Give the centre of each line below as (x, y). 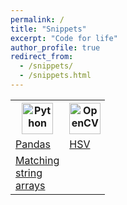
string (29, 173)
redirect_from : (42, 57)
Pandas (33, 144)
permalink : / (37, 19)
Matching (37, 160)
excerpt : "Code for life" (64, 38)
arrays (30, 185)
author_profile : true (55, 47)
